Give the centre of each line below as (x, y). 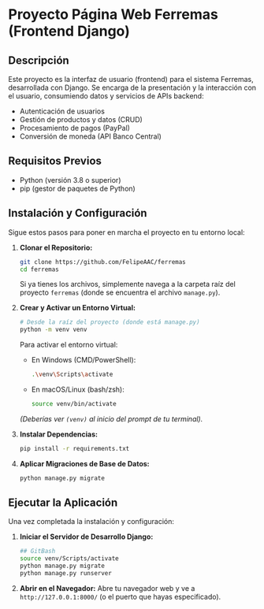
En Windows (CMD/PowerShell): (84, 360)
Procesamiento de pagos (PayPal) (74, 128)
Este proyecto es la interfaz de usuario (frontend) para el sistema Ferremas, (131, 79)
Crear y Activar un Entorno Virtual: (78, 308)
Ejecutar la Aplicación (63, 503)
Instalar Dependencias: (59, 434)
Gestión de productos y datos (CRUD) (81, 119)
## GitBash (37, 551)
